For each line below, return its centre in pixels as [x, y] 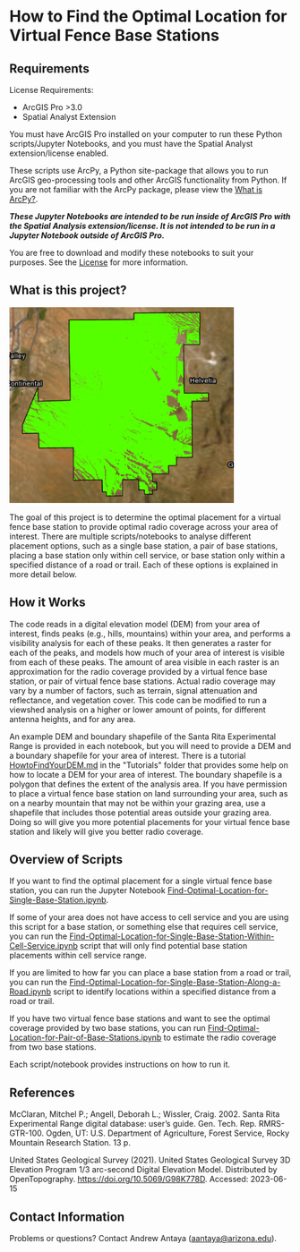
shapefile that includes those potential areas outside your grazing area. [140, 813]
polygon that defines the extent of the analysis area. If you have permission [148, 784]
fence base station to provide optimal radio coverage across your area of [144, 526]
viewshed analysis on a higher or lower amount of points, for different [137, 710]
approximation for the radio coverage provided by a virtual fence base [138, 671]
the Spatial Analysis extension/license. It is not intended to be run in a [142, 226]
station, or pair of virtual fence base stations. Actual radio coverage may [142, 681]
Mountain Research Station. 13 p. [70, 1143]
